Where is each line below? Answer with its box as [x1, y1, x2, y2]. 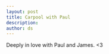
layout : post [6, 8, 39, 15]
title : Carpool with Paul [6, 14, 70, 20]
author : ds [6, 25, 33, 31]
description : [6, 20, 39, 26]
